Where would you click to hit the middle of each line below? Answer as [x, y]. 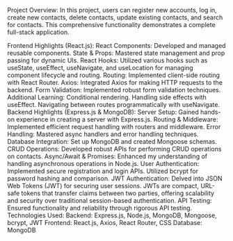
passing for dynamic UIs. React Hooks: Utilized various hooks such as [107, 60]
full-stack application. [38, 32]
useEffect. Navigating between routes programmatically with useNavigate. [114, 105]
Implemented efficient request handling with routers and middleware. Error [114, 127]
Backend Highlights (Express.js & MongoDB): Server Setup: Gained [103, 112]
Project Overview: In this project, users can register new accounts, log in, [112, 10]
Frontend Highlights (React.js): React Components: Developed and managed [116, 45]
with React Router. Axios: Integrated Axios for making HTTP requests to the [115, 82]
